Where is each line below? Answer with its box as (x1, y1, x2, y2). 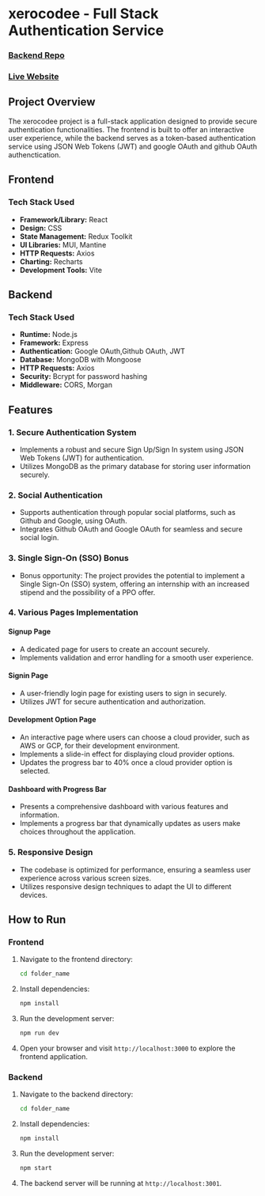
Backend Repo (8, 50, 65, 61)
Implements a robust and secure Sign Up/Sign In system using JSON (19, 445, 244, 454)
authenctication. (8, 149, 62, 159)
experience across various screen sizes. (19, 873, 152, 883)
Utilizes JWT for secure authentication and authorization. (19, 697, 206, 706)
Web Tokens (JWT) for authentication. (19, 452, 145, 463)
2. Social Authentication (8, 490, 103, 501)
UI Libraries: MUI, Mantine (19, 240, 107, 249)
